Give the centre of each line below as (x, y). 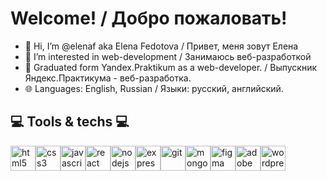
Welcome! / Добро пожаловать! (149, 18)
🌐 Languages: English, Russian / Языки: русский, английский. (154, 88)
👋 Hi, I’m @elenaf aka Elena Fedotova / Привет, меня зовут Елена (161, 46)
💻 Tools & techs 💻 (70, 122)
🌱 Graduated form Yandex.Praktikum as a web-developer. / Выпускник (171, 67)
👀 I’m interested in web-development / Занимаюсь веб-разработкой (168, 56)
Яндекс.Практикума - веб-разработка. (108, 78)
